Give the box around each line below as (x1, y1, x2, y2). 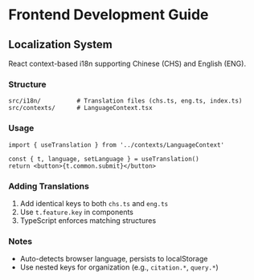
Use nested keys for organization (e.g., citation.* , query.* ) (19, 262, 219, 272)
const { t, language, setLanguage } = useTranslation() (8, 155, 199, 163)
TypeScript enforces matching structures (19, 215, 157, 225)
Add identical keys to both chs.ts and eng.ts (19, 198, 169, 208)
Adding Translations (8, 181, 90, 192)
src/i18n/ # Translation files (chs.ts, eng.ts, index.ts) (8, 97, 243, 105)
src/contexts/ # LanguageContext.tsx (8, 104, 153, 112)
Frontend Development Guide (8, 6, 209, 24)
